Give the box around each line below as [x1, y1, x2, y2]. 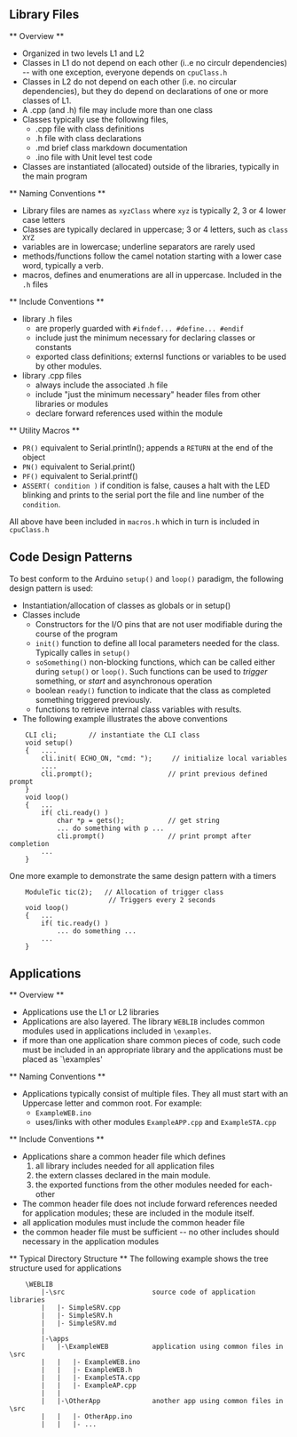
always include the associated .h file [35, 379, 168, 390]
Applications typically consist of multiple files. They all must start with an [21, 1089, 288, 1099]
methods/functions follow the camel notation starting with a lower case [21, 251, 282, 261]
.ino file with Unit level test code [35, 151, 152, 163]
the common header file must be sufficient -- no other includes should [21, 1226, 279, 1238]
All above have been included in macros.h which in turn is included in [9, 515, 260, 527]
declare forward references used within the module [35, 408, 223, 419]
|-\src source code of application [41, 1288, 255, 1297]
